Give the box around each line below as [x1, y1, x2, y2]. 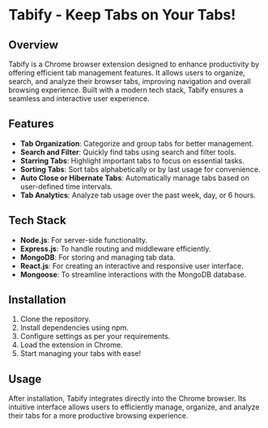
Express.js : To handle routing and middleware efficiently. [19, 244, 211, 253]
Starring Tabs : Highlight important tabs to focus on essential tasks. [19, 155, 245, 165]
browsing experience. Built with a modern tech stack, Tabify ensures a [8, 85, 244, 95]
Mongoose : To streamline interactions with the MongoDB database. [19, 269, 247, 279]
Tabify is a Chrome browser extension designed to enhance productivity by [8, 59, 260, 69]
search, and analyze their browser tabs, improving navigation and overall [8, 77, 251, 86]
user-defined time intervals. [19, 181, 113, 191]
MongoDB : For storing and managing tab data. [19, 252, 176, 262]
